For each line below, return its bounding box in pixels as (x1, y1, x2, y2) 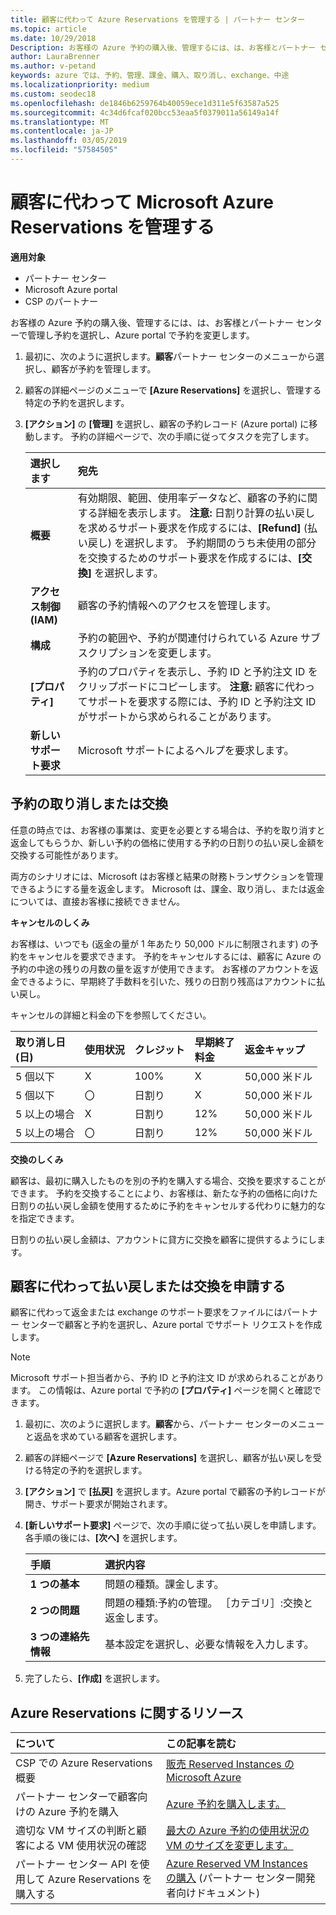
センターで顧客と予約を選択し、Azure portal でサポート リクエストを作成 (21, 1319, 323, 1331)
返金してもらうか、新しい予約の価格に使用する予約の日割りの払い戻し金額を (10, 836, 325, 848)
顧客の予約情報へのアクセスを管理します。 (77, 598, 277, 612)
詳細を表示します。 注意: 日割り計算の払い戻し (97, 506, 316, 520)
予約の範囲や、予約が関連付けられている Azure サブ (77, 631, 321, 645)
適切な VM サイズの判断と (15, 1824, 137, 1838)
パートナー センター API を (15, 1857, 140, 1871)
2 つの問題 (29, 1604, 80, 1618)
